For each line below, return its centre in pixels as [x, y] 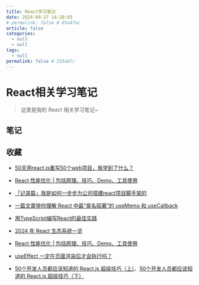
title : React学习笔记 [31, 12]
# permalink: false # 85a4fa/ [44, 23]
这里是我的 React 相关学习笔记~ [60, 110]
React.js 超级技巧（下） [55, 276]
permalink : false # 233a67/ [41, 61]
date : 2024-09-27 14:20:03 [39, 17]
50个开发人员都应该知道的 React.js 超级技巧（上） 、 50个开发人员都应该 [101, 268]
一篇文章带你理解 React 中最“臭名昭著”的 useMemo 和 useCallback [96, 206]
